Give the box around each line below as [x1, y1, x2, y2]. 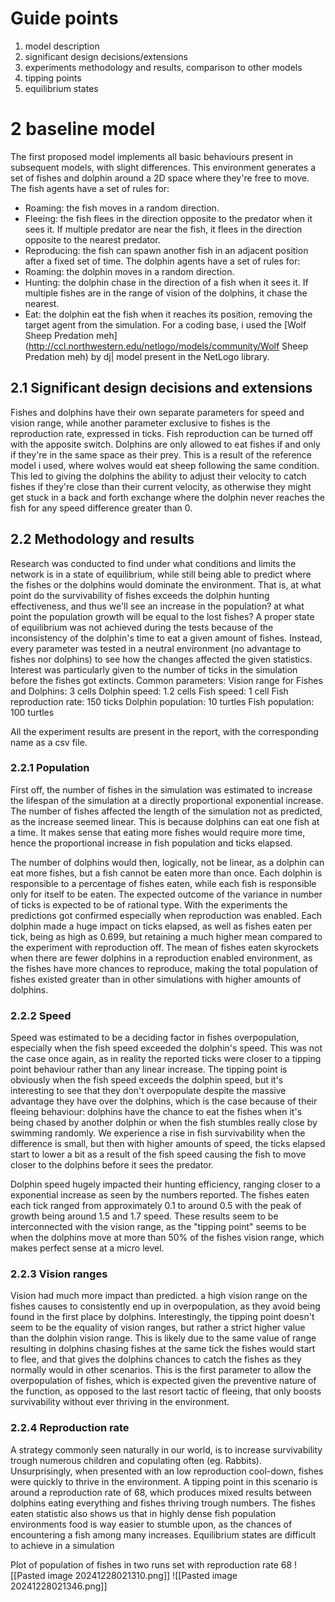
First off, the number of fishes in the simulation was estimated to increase [10, 783, 313, 796]
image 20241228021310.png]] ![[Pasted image [47, 1569, 238, 1581]
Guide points [10, 7, 119, 30]
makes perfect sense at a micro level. [10, 1242, 165, 1254]
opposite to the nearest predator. [24, 233, 161, 246]
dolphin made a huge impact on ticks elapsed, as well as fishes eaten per [10, 920, 313, 932]
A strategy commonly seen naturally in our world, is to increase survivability [10, 1443, 323, 1456]
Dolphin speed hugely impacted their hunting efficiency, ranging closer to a [10, 1178, 321, 1191]
